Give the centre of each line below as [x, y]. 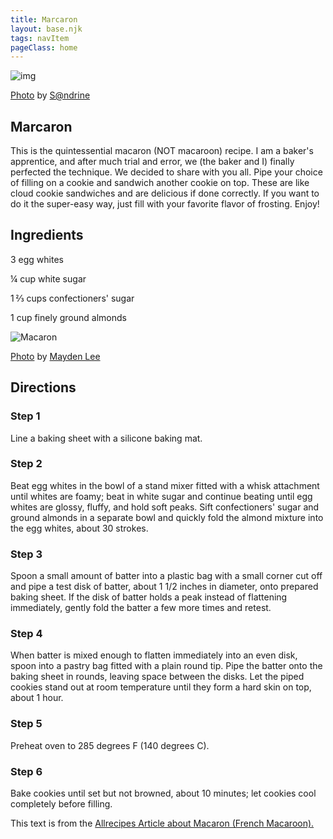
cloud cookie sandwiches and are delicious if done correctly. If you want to [165, 193]
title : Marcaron [44, 19]
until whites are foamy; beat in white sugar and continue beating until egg [161, 496]
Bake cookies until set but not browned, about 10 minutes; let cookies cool [163, 793]
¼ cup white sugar [48, 278]
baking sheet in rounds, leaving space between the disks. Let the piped [157, 677]
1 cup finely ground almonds [68, 317]
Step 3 [26, 554]
